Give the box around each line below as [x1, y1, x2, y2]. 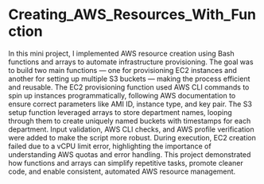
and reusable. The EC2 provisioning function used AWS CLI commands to [8, 82, 250, 92]
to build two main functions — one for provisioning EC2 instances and [8, 65, 237, 75]
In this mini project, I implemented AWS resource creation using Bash [8, 48, 235, 58]
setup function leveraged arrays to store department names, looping [8, 107, 232, 117]
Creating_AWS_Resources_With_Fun [8, 6, 257, 24]
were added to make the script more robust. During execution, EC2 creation [8, 132, 256, 142]
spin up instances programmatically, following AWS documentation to [8, 90, 236, 100]
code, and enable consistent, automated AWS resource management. [8, 167, 236, 176]
